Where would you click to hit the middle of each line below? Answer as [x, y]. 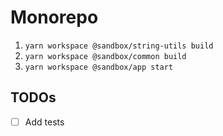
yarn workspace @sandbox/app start [99, 67]
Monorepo [54, 17]
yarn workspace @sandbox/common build [105, 56]
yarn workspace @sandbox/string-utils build [119, 46]
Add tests [44, 122]
